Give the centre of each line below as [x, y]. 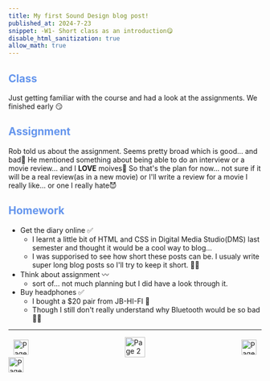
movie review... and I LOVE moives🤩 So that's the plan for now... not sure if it [135, 168]
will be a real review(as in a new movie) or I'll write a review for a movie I [128, 176]
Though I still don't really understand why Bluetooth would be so [139, 309]
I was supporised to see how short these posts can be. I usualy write [145, 256]
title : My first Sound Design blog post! [79, 16]
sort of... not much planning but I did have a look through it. [130, 284]
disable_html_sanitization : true [64, 38]
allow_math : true [37, 46]
